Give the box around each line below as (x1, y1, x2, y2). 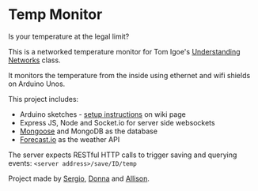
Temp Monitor (8, 6, 103, 24)
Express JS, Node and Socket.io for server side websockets (19, 118, 215, 127)
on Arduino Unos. (8, 79, 66, 88)
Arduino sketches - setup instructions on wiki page (19, 109, 186, 119)
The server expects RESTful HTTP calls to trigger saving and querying (8, 150, 237, 159)
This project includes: (8, 94, 79, 103)
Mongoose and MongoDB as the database (19, 126, 158, 136)
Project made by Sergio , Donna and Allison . (8, 174, 150, 183)
